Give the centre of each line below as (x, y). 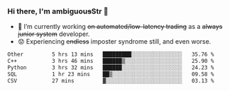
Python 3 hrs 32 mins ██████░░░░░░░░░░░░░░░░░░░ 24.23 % (111, 68)
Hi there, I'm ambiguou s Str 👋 (58, 11)
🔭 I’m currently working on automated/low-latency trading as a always (120, 27)
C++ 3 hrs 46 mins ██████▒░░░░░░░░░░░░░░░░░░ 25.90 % (111, 61)
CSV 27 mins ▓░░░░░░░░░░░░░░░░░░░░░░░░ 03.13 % (111, 80)
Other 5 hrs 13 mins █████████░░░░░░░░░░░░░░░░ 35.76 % (111, 55)
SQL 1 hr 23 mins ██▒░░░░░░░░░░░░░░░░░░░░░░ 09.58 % (111, 74)
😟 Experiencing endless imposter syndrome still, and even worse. (114, 42)
